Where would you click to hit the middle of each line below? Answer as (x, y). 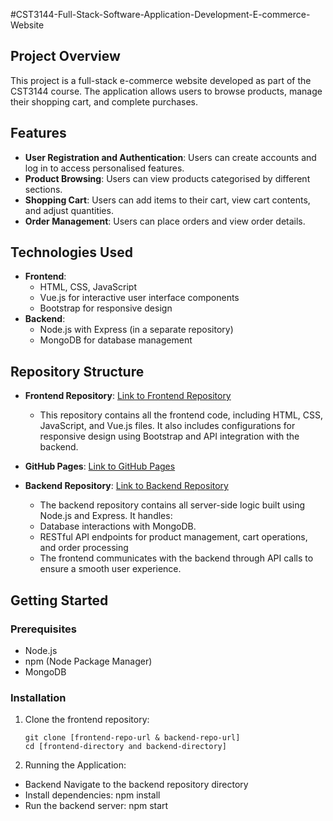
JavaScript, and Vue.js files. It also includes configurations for (167, 426)
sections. (43, 189)
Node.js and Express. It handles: (106, 516)
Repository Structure (77, 371)
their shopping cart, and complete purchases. (104, 101)
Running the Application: (75, 765)
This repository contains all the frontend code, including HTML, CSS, (181, 415)
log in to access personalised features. (104, 168)
